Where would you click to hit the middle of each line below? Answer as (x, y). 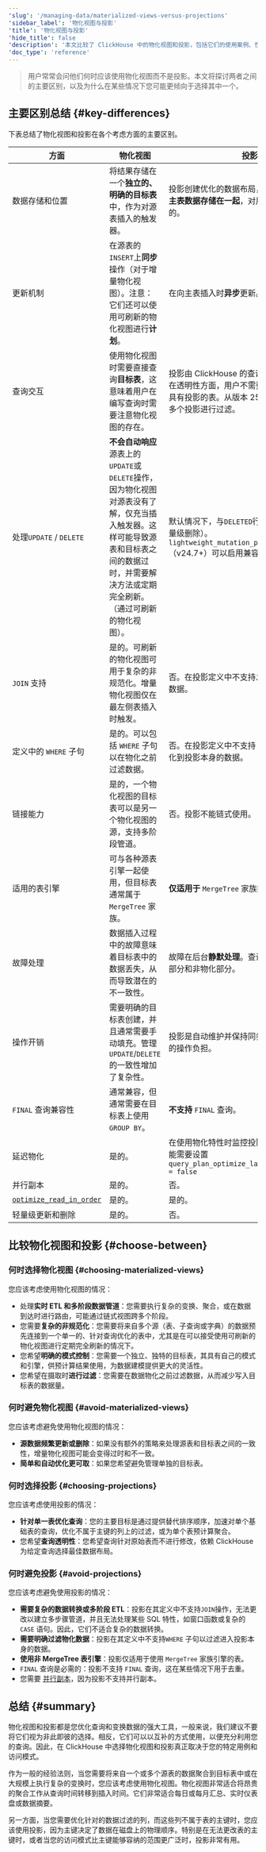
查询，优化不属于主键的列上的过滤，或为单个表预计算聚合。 (138, 1531)
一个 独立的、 (133, 183)
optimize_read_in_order (57, 1199)
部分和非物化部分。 (205, 968)
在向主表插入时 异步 (205, 293)
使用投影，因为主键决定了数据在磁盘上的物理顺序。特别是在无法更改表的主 (136, 1830)
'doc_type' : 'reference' (49, 52)
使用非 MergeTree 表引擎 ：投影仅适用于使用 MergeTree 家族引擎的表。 (134, 1659)
